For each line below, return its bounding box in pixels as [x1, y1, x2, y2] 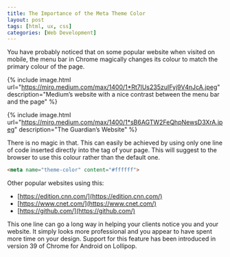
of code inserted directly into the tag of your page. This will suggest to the [7, 146, 218, 154]
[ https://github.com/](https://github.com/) [16, 207, 136, 215]
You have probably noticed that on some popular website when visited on [7, 48, 215, 56]
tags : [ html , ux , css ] [7, 23, 72, 29]
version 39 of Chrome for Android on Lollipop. [7, 242, 137, 250]
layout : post [7, 16, 45, 23]
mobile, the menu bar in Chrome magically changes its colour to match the [7, 56, 218, 64]
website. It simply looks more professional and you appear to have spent [7, 228, 213, 236]
